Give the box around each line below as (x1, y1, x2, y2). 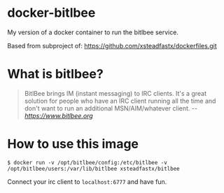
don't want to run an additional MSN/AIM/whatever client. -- (24, 103, 198, 113)
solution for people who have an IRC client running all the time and (24, 96, 216, 105)
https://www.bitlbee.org (24, 111, 93, 120)
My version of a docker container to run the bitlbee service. (7, 28, 178, 36)
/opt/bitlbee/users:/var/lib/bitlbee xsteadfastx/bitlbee (7, 165, 180, 172)
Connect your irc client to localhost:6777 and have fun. (7, 177, 167, 186)
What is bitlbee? (7, 66, 104, 82)
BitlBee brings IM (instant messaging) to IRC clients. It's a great (24, 89, 206, 97)
